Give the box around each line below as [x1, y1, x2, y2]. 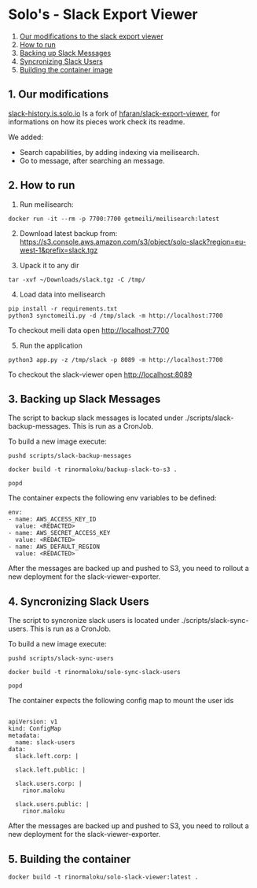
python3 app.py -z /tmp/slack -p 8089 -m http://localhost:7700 [8, 356, 223, 363]
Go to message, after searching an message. [19, 156, 165, 165]
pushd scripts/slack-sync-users [8, 654, 114, 662]
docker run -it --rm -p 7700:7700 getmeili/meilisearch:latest [8, 215, 220, 223]
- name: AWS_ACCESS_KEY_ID [8, 515, 97, 524]
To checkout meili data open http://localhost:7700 [8, 325, 170, 335]
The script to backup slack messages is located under [8, 413, 184, 422]
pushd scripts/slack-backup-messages [8, 452, 132, 460]
